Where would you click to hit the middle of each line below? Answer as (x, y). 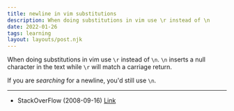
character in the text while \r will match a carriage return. (90, 67)
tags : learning (29, 33)
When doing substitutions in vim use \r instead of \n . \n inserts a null (106, 59)
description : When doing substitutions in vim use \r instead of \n (109, 20)
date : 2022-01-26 (32, 27)
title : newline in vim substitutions (62, 14)
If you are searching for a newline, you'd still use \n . (82, 80)
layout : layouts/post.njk (45, 40)
